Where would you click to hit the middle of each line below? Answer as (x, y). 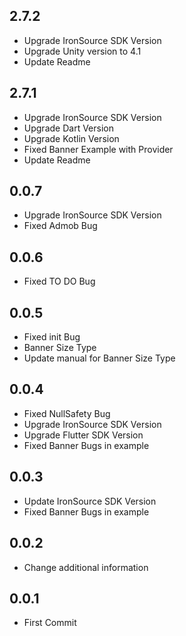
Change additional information (86, 567)
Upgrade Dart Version (68, 128)
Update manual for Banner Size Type (99, 358)
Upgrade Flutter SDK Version (83, 435)
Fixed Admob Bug (60, 226)
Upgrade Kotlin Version (71, 138)
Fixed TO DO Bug (59, 281)
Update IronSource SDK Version (90, 501)
